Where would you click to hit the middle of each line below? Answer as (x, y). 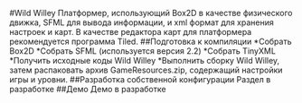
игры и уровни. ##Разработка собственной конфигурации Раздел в (140, 79)
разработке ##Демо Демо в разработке (88, 89)
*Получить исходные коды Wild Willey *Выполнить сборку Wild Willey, (145, 60)
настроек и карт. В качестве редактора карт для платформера (131, 32)
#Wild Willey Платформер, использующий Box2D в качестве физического (151, 13)
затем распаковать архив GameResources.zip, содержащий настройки (146, 70)
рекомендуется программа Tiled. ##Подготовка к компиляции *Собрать (151, 41)
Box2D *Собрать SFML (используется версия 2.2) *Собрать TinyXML (142, 51)
